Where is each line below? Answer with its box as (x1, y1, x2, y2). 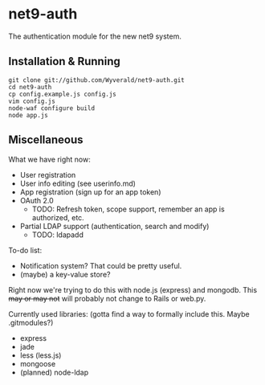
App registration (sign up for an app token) (19, 186, 161, 197)
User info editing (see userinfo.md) (19, 178, 137, 188)
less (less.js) (19, 350, 62, 360)
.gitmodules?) (8, 317, 54, 327)
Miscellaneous (8, 133, 84, 147)
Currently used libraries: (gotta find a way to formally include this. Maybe (8, 309, 251, 318)
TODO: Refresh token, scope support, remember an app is (31, 204, 225, 214)
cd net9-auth (8, 83, 52, 91)
